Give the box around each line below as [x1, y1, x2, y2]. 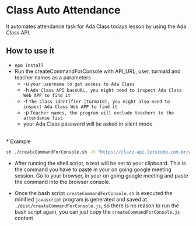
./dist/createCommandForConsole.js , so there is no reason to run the [14, 202, 179, 209]
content [14, 214, 33, 221]
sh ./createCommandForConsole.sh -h [6, 149, 95, 155]
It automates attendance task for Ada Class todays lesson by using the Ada [6, 23, 187, 30]
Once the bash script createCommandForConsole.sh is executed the [14, 189, 173, 196]
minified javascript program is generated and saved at [14, 196, 148, 203]
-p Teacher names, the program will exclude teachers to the [23, 109, 174, 116]
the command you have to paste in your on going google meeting [14, 166, 172, 173]
